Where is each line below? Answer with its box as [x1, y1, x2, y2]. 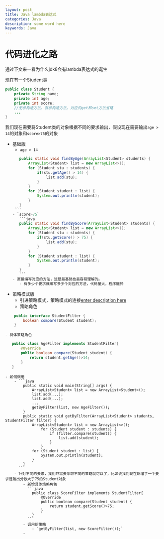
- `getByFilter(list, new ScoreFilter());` [31, 526, 123, 531]
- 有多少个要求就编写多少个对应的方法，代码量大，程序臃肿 [19, 281, 124, 286]
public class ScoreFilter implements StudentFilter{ [31, 490, 143, 496]
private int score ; [14, 101, 55, 106]
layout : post [5, 7, 32, 12]
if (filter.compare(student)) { [49, 431, 117, 436]
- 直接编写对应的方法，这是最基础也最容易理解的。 [12, 276, 102, 281]
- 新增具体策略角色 [23, 482, 57, 487]
